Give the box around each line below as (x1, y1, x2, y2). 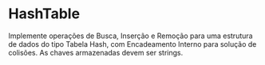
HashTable (8, 5, 81, 23)
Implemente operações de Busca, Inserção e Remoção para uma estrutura (8, 31, 253, 40)
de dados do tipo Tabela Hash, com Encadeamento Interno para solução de (8, 39, 257, 48)
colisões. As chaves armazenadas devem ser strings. (8, 48, 184, 57)
